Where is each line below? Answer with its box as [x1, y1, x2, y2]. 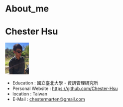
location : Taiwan [12, 90, 47, 96]
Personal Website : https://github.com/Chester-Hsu [12, 85, 118, 91]
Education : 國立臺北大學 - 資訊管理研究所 [12, 79, 98, 85]
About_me [5, 3, 49, 14]
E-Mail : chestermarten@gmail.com [12, 96, 85, 102]
